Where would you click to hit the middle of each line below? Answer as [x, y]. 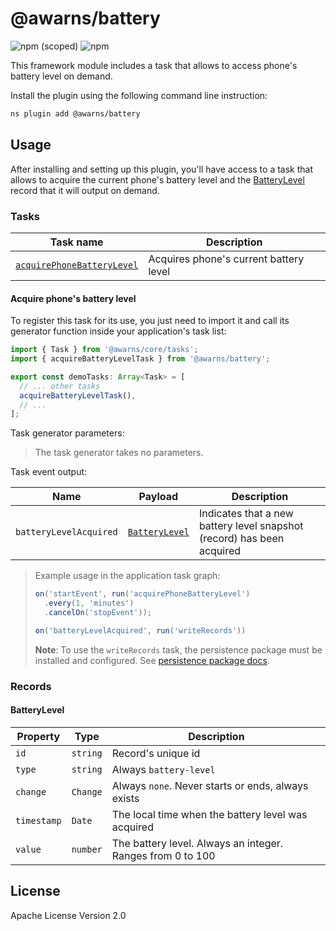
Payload [158, 497]
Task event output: [49, 472]
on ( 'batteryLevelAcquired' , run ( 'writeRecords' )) [140, 630]
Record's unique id [156, 753]
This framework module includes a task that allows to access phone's [154, 65]
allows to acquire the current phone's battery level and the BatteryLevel [157, 179]
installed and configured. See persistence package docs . [152, 660]
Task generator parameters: [67, 433]
